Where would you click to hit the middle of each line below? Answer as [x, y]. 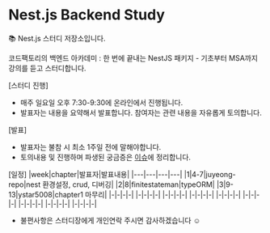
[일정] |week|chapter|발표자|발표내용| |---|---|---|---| [95, 174]
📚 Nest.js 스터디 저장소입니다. [57, 38]
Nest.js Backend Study [87, 15]
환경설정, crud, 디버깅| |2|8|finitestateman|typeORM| [129, 184]
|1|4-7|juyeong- [210, 174]
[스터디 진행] [28, 85]
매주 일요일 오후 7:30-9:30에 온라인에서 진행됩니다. [101, 102]
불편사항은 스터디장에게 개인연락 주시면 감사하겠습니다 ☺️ [110, 220]
